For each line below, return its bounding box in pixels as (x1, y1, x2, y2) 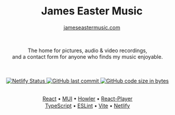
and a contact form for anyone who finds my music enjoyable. (12, 53, 163, 60)
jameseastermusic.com (63, 24, 121, 31)
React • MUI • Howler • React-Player (42, 95, 133, 102)
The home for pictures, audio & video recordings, (27, 47, 148, 54)
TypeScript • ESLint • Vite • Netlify (45, 102, 130, 109)
